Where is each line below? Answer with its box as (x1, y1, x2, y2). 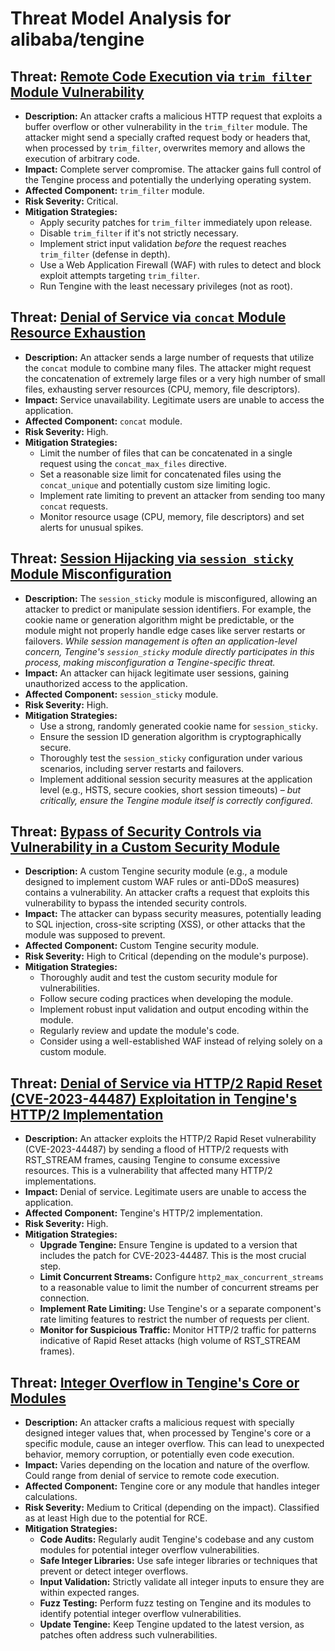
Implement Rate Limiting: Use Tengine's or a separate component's (39, 1303, 322, 1315)
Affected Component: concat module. (24, 415, 183, 427)
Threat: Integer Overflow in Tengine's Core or (10, 1374, 300, 1391)
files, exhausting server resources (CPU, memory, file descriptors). (24, 383, 301, 395)
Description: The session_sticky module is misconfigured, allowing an (24, 592, 318, 604)
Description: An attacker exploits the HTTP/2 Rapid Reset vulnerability (24, 1133, 317, 1145)
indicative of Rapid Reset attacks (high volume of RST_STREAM (39, 1335, 302, 1347)
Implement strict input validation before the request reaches (39, 238, 287, 249)
